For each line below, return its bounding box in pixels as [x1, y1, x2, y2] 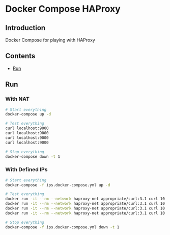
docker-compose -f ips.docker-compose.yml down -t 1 [5, 224, 120, 230]
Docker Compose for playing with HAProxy [5, 37, 95, 43]
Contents [5, 52, 36, 60]
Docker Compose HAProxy [5, 3, 121, 15]
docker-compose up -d [5, 112, 51, 117]
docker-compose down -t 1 [5, 154, 60, 159]
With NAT [5, 96, 30, 103]
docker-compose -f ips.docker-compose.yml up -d [5, 182, 110, 187]
